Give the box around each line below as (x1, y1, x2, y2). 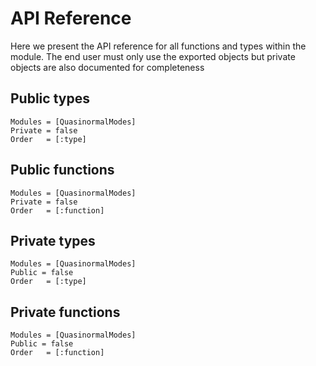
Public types (10, 90, 90, 107)
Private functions (10, 303, 121, 321)
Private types (10, 232, 96, 249)
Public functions (10, 162, 115, 179)
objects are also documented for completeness (10, 61, 205, 73)
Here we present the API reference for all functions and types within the (10, 40, 307, 52)
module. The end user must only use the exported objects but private (10, 50, 296, 62)
